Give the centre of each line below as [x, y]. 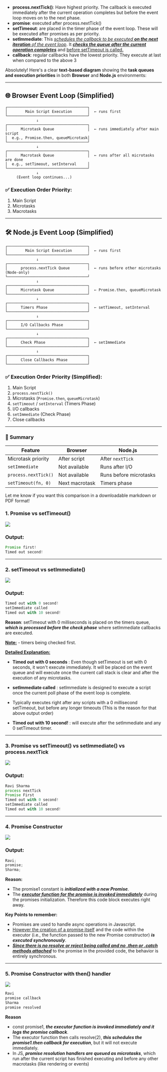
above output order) [33, 713]
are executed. [19, 633]
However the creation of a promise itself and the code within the [78, 930]
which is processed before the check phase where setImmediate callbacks [83, 628]
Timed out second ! [24, 552]
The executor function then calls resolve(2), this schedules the [77, 1037]
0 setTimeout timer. [32, 728]
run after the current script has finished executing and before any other [85, 1059]
